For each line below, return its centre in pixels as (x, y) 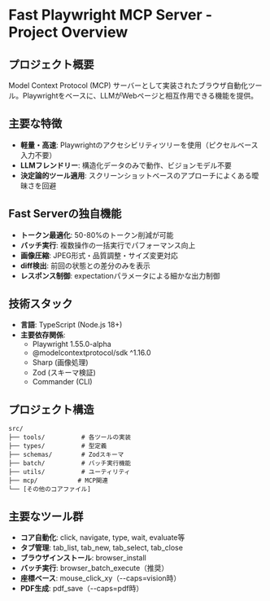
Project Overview (68, 32)
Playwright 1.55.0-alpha (72, 344)
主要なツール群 (46, 516)
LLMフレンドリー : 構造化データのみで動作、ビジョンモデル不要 (126, 165)
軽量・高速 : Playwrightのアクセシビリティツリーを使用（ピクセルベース (139, 145)
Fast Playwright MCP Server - (111, 15)
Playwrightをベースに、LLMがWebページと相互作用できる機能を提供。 (140, 96)
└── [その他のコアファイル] (50, 489)
